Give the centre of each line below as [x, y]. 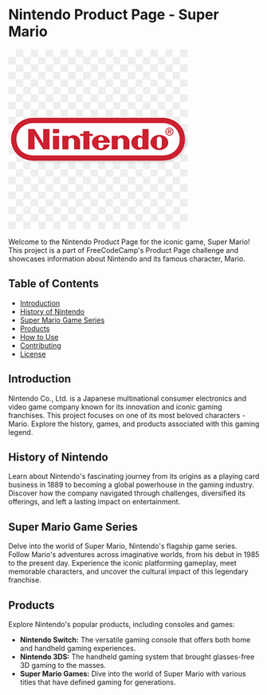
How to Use [39, 337]
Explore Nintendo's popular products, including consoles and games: [122, 624]
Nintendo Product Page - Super [114, 15]
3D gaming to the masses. [63, 665]
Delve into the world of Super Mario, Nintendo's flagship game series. [123, 546]
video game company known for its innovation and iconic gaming [115, 407]
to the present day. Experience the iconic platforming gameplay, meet [122, 563]
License [33, 353]
